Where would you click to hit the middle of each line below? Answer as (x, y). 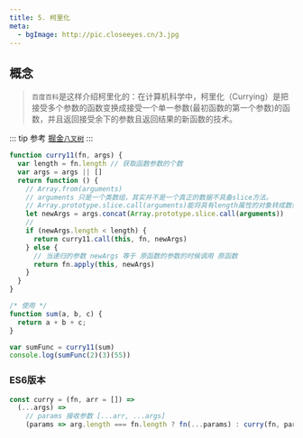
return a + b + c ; (52, 322)
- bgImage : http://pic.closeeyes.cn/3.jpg (98, 34)
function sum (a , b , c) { (56, 314)
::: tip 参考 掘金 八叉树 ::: (51, 138)
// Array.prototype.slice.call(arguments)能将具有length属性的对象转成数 (159, 205)
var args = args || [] (60, 172)
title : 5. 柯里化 (40, 18)
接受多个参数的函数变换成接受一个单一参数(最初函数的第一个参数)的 (157, 108)
